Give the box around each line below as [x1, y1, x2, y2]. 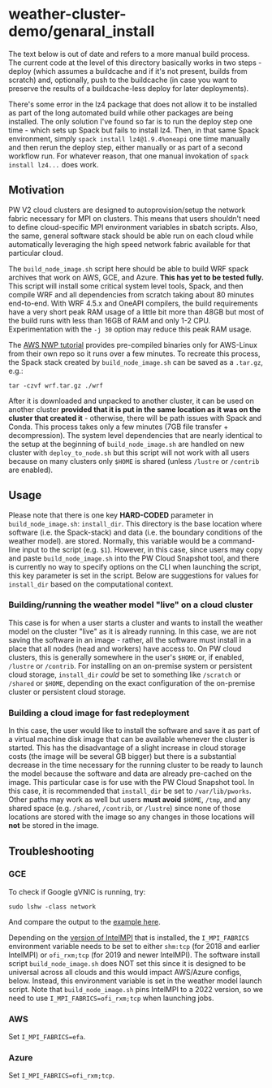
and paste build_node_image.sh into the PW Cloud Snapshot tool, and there [8, 553, 260, 563]
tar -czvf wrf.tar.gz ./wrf [8, 381, 104, 390]
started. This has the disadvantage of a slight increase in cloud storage [8, 743, 246, 752]
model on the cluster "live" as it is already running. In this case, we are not [8, 626, 257, 636]
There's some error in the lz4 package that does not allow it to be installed [8, 99, 257, 109]
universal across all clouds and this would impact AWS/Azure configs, [8, 967, 242, 977]
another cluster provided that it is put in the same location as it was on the [8, 404, 261, 414]
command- [218, 535, 256, 545]
